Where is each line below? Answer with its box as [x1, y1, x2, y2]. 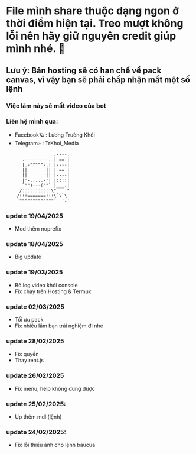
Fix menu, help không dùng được [14, 385, 96, 392]
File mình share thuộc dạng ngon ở [6, 4, 179, 18]
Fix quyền [14, 351, 39, 358]
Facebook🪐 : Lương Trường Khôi [14, 131, 96, 138]
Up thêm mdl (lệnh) [14, 413, 62, 420]
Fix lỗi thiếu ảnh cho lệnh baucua [14, 442, 96, 449]
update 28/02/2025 [6, 337, 64, 345]
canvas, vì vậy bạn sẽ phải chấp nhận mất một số [6, 74, 190, 85]
